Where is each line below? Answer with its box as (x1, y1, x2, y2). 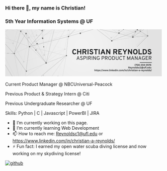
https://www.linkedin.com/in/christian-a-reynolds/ (12, 138, 115, 144)
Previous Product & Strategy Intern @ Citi (5, 91, 89, 97)
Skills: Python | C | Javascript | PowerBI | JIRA (5, 110, 99, 116)
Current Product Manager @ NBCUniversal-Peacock (5, 82, 113, 87)
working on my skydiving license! (12, 151, 81, 157)
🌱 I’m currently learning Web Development (12, 125, 99, 131)
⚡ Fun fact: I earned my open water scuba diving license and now (12, 144, 147, 150)
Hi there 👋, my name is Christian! (5, 4, 86, 11)
